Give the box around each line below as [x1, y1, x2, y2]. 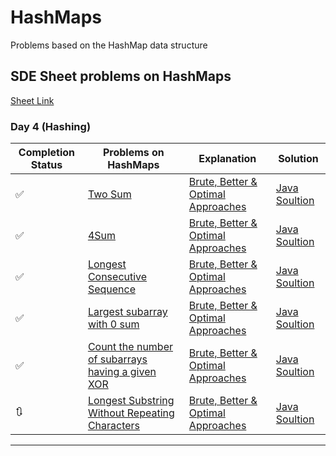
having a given [87, 365, 157, 379]
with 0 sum [87, 317, 140, 331]
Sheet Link [10, 94, 55, 106]
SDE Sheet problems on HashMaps [10, 68, 232, 85]
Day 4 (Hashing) [10, 119, 92, 133]
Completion [18, 146, 76, 160]
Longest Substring [87, 394, 175, 408]
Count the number [87, 340, 173, 354]
